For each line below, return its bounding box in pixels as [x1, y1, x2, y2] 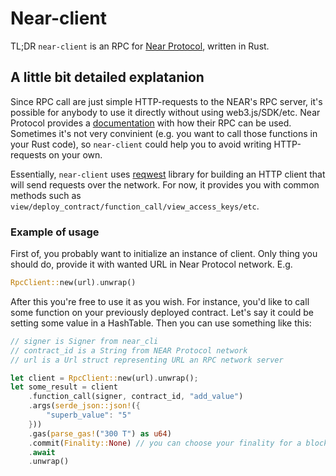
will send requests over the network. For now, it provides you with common [10, 178, 320, 191]
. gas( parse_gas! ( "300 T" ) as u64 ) [28, 428, 172, 439]
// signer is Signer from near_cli [10, 336, 159, 346]
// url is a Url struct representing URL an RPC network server [10, 355, 284, 365]
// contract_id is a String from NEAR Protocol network [10, 345, 248, 356]
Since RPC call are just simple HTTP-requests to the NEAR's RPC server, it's [10, 95, 323, 107]
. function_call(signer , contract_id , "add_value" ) [28, 392, 244, 402]
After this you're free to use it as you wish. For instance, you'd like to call [10, 295, 310, 307]
